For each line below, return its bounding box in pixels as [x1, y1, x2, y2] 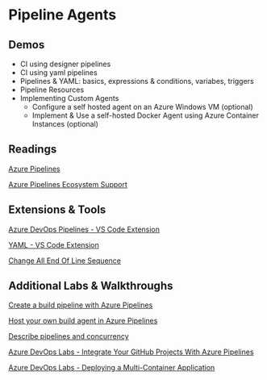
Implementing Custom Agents [19, 94, 119, 102]
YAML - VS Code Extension [8, 240, 99, 249]
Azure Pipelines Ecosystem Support [8, 179, 127, 189]
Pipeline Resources [19, 85, 85, 94]
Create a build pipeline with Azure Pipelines [8, 300, 153, 310]
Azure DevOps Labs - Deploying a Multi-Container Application [8, 363, 215, 373]
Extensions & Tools [8, 203, 106, 217]
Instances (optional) [31, 119, 99, 128]
